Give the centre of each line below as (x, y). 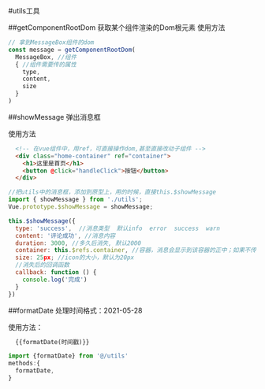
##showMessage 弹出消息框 (54, 117)
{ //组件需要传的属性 (46, 65)
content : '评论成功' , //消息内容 (65, 235)
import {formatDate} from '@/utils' (68, 356)
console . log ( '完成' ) (55, 280)
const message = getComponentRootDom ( (72, 50)
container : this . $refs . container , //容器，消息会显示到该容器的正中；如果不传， (139, 250)
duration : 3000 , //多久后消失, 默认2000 (78, 243)
